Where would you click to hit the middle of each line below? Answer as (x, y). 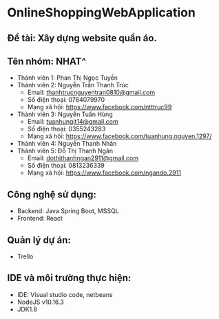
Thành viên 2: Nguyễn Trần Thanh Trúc (73, 85)
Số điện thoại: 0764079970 (66, 100)
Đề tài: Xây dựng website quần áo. (82, 38)
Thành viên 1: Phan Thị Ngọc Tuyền (67, 78)
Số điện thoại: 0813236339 (66, 166)
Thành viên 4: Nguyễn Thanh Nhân (67, 144)
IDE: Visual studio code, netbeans (65, 294)
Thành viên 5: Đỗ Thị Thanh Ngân (65, 151)
